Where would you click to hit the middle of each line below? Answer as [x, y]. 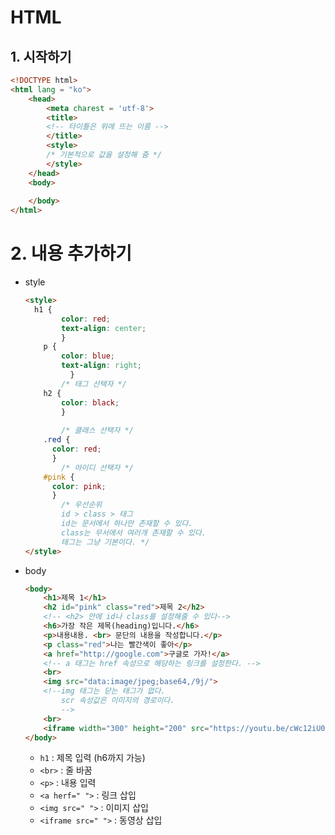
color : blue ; [88, 356]
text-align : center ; [104, 328]
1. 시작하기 [41, 56]
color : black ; [90, 402]
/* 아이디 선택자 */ [97, 467]
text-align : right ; [101, 366]
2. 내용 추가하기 [71, 253]
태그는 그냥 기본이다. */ [105, 542]
